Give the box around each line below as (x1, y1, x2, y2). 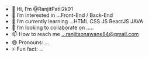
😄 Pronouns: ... (11, 39, 50, 46)
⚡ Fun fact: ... (11, 45, 44, 52)
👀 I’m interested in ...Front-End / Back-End (11, 12, 113, 19)
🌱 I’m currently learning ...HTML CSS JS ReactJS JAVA (11, 18, 144, 24)
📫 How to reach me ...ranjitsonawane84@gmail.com (11, 31, 139, 37)
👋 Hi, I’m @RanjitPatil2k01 (11, 6, 73, 12)
